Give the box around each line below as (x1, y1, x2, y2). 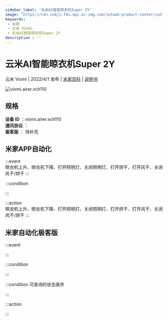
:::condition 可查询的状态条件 (5, 281, 65, 287)
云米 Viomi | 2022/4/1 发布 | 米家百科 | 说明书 (5, 76, 98, 82)
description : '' (5, 36, 41, 41)
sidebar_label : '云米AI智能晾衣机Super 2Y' (5, 7, 92, 13)
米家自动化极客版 (5, 228, 58, 237)
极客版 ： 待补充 (5, 128, 38, 134)
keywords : (5, 17, 26, 22)
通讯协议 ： (5, 122, 28, 128)
